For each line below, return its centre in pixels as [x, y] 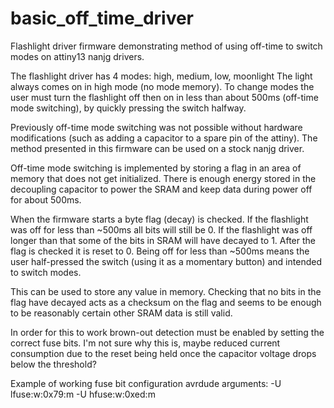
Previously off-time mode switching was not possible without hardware [156, 127]
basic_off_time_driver [102, 18]
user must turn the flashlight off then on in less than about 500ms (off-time [164, 97]
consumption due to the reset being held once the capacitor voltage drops [163, 353]
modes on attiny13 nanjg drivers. [77, 56]
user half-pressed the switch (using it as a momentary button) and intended [166, 261]
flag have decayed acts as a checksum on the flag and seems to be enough [166, 302]
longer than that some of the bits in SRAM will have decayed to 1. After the [163, 240]
